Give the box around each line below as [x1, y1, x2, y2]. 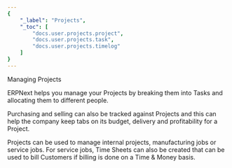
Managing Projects [7, 75, 62, 83]
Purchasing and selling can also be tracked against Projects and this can [7, 109, 217, 118]
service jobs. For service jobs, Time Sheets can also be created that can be [7, 145, 226, 154]
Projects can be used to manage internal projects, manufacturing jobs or [7, 138, 217, 146]
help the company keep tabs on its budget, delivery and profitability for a [7, 117, 218, 125]
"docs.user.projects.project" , [32, 29, 124, 37]
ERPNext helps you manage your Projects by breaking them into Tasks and [7, 88, 223, 97]
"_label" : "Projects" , [20, 17, 86, 24]
